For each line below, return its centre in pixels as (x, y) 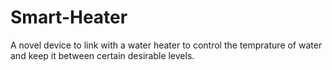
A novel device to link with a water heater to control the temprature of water (166, 45)
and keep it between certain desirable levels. (102, 55)
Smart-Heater (69, 17)
